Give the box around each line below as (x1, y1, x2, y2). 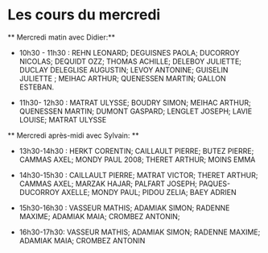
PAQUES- (199, 179, 231, 189)
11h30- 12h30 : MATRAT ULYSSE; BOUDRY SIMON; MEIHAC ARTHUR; (19, 97, 251, 107)
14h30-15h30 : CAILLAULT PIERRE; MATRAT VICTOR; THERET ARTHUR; (19, 170, 258, 180)
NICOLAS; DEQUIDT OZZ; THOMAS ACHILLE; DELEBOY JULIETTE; (19, 56, 242, 66)
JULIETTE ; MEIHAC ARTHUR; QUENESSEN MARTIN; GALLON (19, 73, 226, 83)
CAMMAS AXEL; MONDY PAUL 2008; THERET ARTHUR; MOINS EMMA (19, 155, 256, 164)
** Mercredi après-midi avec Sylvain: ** (7, 131, 139, 140)
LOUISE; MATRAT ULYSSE (19, 114, 107, 124)
